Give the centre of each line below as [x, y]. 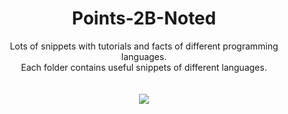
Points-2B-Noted [144, 18]
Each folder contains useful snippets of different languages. [144, 67]
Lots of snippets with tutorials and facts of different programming [144, 46]
